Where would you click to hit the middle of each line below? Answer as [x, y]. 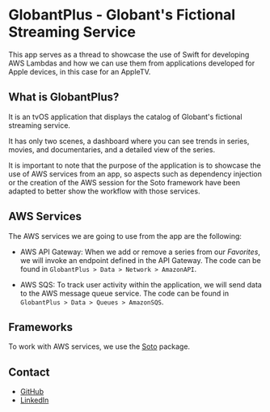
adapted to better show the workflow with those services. [104, 191]
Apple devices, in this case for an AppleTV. [80, 71]
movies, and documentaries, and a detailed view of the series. [112, 149]
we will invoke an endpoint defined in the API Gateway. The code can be [140, 260]
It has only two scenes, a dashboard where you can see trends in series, [129, 141]
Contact [29, 372]
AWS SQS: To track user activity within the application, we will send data [141, 284]
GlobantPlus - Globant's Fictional [122, 15]
